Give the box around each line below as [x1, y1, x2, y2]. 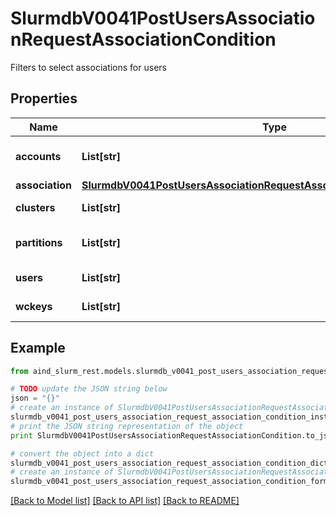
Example [10, 340, 66, 357]
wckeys [15, 299, 53, 313]
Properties [10, 90, 78, 107]
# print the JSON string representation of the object [10, 421, 244, 431]
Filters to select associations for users [10, 61, 167, 73]
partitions [15, 235, 63, 249]
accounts [15, 149, 62, 163]
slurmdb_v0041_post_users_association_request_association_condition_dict [10, 458, 329, 468]
